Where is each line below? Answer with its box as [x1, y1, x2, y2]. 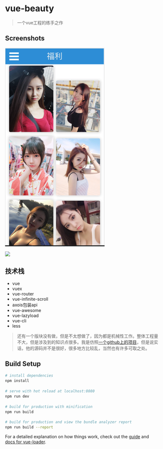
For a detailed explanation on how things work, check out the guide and [5, 434, 149, 439]
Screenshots [5, 34, 45, 43]
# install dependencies [5, 373, 54, 378]
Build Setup [5, 359, 41, 368]
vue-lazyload [12, 313, 39, 318]
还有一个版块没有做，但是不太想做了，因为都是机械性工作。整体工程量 [17, 333, 159, 339]
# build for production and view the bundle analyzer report [5, 420, 132, 425]
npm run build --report [5, 425, 54, 430]
